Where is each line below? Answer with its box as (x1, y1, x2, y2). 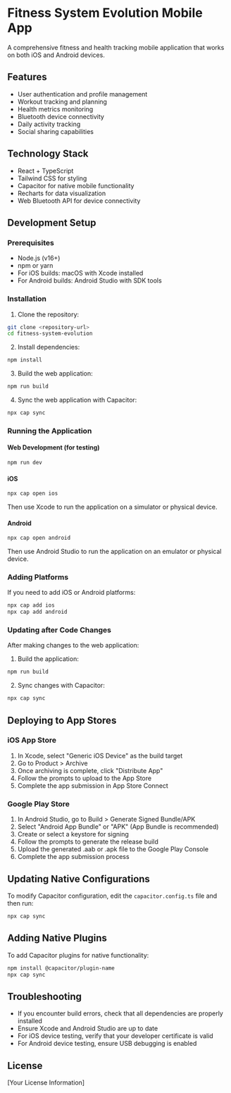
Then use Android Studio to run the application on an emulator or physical (7, 548, 222, 556)
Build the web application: (17, 369, 93, 378)
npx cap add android (7, 608, 68, 616)
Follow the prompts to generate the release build (17, 837, 158, 846)
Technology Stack (7, 148, 89, 160)
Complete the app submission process (17, 853, 130, 861)
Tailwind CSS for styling (17, 174, 87, 183)
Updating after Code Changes (7, 625, 111, 635)
